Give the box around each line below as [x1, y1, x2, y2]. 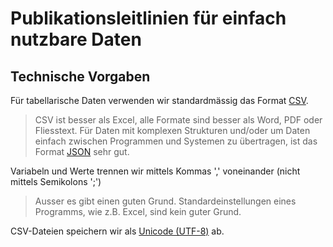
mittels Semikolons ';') [10, 176, 102, 187]
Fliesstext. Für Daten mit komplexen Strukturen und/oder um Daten [34, 125, 311, 136]
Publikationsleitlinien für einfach [10, 7, 287, 30]
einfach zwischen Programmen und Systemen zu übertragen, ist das [34, 135, 318, 147]
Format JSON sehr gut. [34, 146, 130, 157]
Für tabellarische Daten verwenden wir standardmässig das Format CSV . [10, 95, 309, 106]
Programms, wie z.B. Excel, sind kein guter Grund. [34, 206, 242, 217]
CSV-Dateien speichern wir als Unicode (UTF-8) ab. [10, 225, 225, 237]
